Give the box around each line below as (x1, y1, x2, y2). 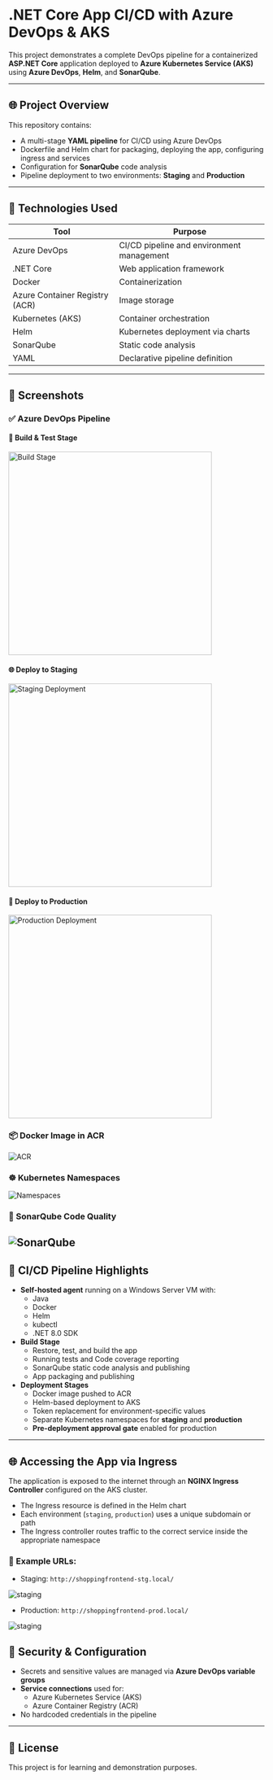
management (119, 250, 170, 261)
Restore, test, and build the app (32, 1346, 138, 1355)
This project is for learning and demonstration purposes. (8, 1762, 197, 1772)
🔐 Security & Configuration (8, 1645, 147, 1659)
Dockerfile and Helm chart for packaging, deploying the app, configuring (19, 144, 264, 154)
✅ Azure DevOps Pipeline (8, 412, 111, 424)
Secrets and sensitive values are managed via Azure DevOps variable (19, 1666, 256, 1677)
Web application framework (119, 263, 225, 274)
